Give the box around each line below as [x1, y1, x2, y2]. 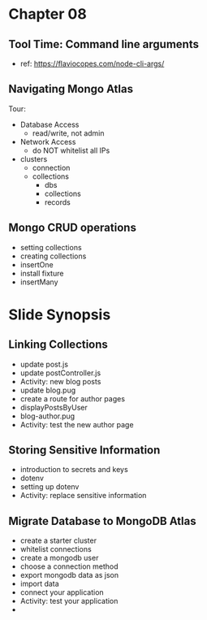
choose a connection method [19, 561, 119, 571]
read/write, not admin [32, 128, 105, 138]
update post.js [19, 359, 69, 369]
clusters [19, 154, 48, 163]
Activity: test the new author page [19, 419, 134, 429]
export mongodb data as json [19, 570, 119, 580]
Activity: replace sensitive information [19, 491, 147, 501]
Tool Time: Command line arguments [8, 37, 199, 51]
